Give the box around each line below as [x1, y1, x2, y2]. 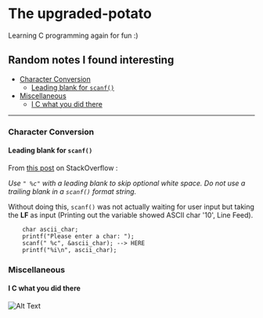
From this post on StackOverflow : [8, 163, 118, 173]
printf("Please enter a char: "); [22, 232, 135, 240]
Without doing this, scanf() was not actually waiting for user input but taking [8, 202, 254, 211]
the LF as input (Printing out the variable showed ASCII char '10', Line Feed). [8, 210, 254, 220]
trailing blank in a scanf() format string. [8, 186, 137, 196]
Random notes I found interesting [8, 53, 175, 67]
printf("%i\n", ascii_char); [22, 246, 117, 254]
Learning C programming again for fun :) [8, 31, 139, 40]
